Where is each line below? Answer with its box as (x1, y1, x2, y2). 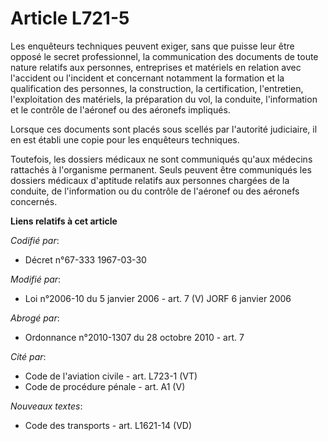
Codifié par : (10, 234, 60, 246)
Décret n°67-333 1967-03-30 (24, 253, 147, 266)
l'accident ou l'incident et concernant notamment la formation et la (10, 72, 285, 84)
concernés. (10, 195, 58, 207)
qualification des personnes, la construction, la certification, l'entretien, (10, 82, 304, 94)
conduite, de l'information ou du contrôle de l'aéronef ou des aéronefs (10, 185, 300, 197)
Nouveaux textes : (10, 400, 83, 412)
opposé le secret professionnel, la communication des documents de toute (10, 50, 319, 62)
